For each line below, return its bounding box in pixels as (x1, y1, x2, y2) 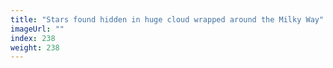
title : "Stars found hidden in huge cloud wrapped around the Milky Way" (10, 14, 325, 25)
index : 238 (10, 33, 56, 43)
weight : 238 (10, 42, 60, 53)
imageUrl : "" (10, 24, 65, 34)
